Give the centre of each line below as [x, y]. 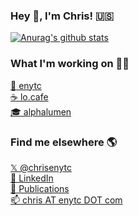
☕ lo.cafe [29, 96]
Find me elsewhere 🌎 [64, 142]
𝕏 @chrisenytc [41, 167]
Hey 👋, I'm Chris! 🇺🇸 [62, 16]
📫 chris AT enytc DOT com [66, 200]
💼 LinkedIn [32, 178]
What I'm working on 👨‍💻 [70, 64]
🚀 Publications [40, 188]
